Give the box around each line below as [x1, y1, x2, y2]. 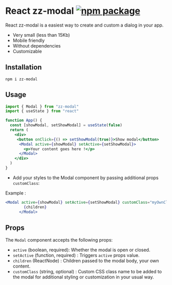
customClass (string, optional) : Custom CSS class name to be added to [12, 269, 162, 275]
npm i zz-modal [5, 77, 38, 82]
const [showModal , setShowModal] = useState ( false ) [10, 123, 123, 128]
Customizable [12, 48, 42, 54]
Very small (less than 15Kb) [12, 32, 70, 38]
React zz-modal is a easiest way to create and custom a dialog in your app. [5, 22, 164, 28]
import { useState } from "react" [5, 109, 79, 114]
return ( [10, 128, 29, 133]
